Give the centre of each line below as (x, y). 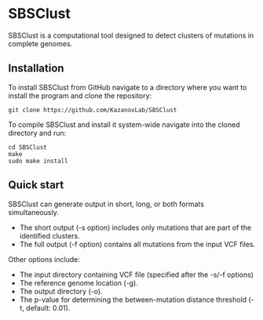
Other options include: (44, 259)
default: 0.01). (48, 307)
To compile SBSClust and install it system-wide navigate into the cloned (124, 124)
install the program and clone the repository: (80, 96)
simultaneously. (33, 212)
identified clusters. (49, 235)
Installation (36, 69)
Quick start (36, 185)
